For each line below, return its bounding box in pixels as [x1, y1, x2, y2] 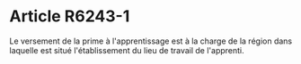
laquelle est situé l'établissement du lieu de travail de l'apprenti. [9, 44, 244, 55]
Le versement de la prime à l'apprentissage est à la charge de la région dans [9, 36, 293, 46]
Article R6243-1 [9, 6, 130, 27]
